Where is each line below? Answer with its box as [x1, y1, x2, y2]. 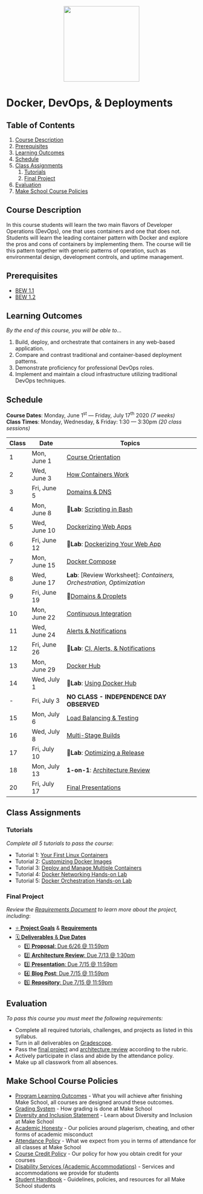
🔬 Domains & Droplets [66, 592, 127, 600]
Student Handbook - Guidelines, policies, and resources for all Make [14, 1175, 185, 1183]
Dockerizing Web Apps [66, 522, 132, 530]
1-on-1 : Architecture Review [66, 766, 150, 774]
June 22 [31, 613, 56, 621]
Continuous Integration [66, 609, 132, 618]
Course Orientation [66, 452, 121, 461]
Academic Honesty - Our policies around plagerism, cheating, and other [14, 1124, 195, 1131]
